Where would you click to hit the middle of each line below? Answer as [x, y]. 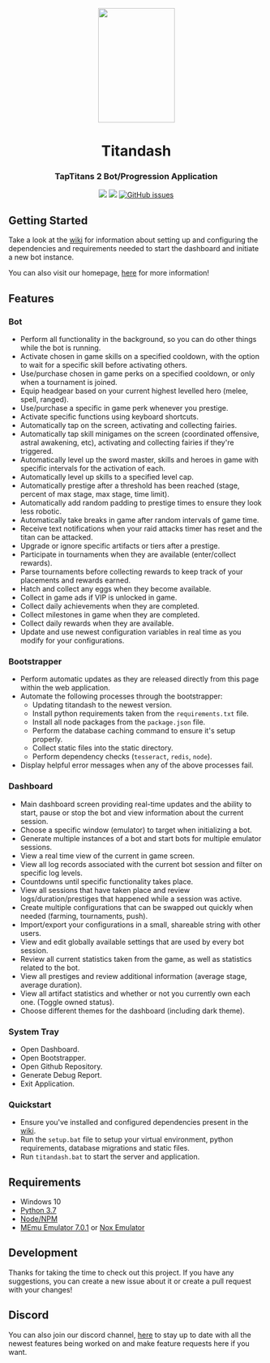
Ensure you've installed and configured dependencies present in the [134, 1122]
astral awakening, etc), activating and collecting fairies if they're [127, 442]
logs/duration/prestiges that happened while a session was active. [131, 899]
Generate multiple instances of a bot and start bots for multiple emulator [141, 838]
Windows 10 [41, 1201]
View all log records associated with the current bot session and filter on [141, 864]
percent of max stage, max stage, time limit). [95, 493]
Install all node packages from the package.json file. [119, 722]
